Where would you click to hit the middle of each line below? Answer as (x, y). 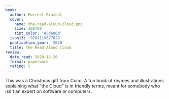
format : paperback (29, 62)
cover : (17, 19)
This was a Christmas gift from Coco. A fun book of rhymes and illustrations (84, 81)
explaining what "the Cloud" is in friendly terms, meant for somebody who (83, 86)
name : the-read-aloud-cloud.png (48, 24)
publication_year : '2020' (37, 43)
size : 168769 (28, 29)
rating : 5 (20, 66)
